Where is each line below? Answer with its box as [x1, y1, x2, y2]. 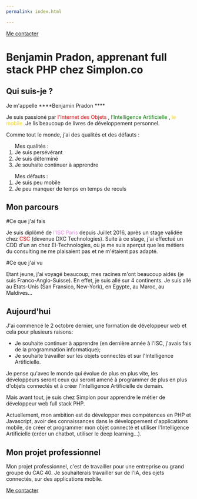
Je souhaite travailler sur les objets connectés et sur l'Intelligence [14, 352, 173, 360]
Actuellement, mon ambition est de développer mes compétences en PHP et [6, 411, 191, 418]
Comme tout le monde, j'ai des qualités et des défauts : [6, 131, 140, 138]
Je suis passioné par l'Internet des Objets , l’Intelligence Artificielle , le [6, 113, 176, 121]
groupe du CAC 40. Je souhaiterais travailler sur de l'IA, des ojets [6, 469, 165, 477]
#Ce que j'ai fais [6, 218, 46, 225]
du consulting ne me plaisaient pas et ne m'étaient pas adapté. [6, 248, 158, 255]
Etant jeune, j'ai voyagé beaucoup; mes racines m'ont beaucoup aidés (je [6, 271, 184, 278]
